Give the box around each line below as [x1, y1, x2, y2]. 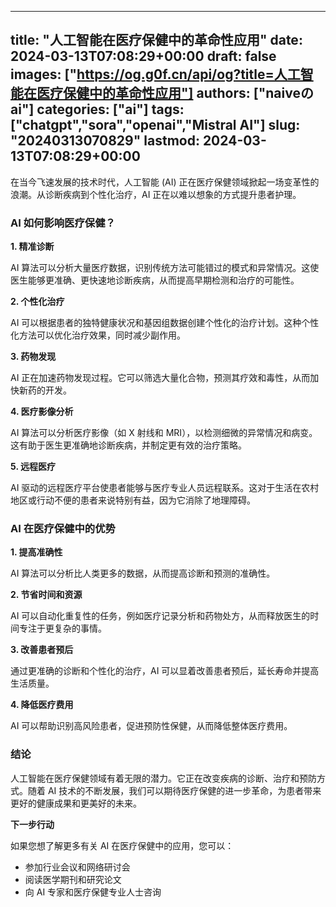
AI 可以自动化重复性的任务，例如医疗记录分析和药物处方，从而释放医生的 [10, 610, 311, 622]
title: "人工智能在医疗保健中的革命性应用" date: [10, 32, 303, 49]
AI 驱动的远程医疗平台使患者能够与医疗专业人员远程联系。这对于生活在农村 [10, 482, 320, 494]
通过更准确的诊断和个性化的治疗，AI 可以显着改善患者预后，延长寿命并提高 [10, 665, 320, 677]
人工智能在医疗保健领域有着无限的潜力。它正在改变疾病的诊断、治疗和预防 [10, 772, 317, 784]
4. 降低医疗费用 [10, 699, 74, 711]
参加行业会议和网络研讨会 [24, 861, 131, 873]
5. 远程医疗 [10, 461, 56, 473]
